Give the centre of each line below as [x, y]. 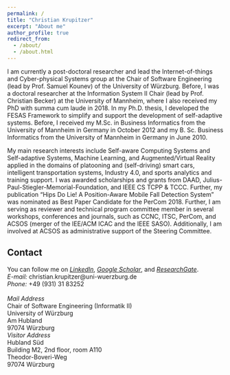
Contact [25, 253]
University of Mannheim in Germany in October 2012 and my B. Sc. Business [115, 130]
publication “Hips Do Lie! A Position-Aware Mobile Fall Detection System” [111, 194]
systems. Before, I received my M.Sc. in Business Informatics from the [106, 122]
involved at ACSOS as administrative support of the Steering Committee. [110, 231]
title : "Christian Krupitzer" [50, 20]
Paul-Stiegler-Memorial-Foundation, [58, 187]
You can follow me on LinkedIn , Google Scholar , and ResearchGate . [103, 269]
